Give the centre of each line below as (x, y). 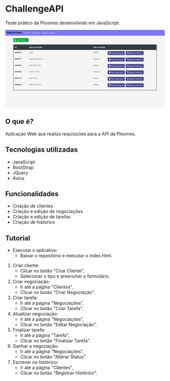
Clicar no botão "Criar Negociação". (57, 292)
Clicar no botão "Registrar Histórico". (59, 373)
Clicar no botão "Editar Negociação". (58, 325)
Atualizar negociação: (35, 314)
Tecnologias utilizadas (41, 150)
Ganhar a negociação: (36, 346)
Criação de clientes (33, 206)
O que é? (19, 122)
